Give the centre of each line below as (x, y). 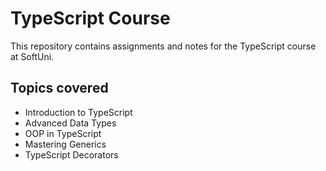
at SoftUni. (32, 56)
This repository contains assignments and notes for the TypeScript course (163, 46)
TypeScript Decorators (71, 154)
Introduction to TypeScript (78, 112)
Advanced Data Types (70, 123)
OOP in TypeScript (63, 133)
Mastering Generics (65, 144)
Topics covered (59, 88)
